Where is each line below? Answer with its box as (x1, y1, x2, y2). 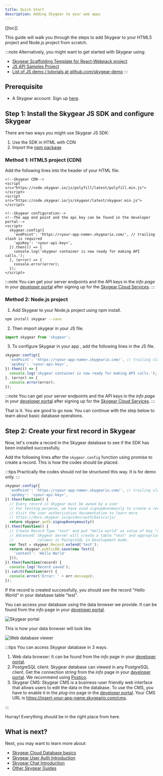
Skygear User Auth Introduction (12, 755, 76, 761)
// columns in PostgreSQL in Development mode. (9, 537, 130, 542)
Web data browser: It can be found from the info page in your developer (12, 653, 156, 660)
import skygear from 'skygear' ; (5, 335, 70, 339)
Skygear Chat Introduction (12, 760, 65, 766)
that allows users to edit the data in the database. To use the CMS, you (12, 684, 154, 690)
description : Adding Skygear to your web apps (5, 12, 101, 16)
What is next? (5, 727, 48, 736)
